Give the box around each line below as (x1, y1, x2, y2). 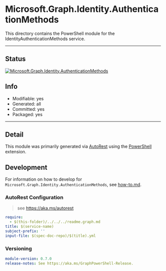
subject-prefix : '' (5, 229, 45, 234)
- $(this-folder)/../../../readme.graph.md (9, 219, 100, 224)
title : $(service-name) (5, 224, 54, 229)
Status (5, 55, 26, 63)
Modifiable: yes (12, 95, 44, 101)
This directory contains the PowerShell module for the (5, 30, 115, 36)
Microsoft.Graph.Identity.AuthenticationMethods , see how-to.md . (5, 182, 142, 188)
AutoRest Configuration (5, 194, 64, 201)
